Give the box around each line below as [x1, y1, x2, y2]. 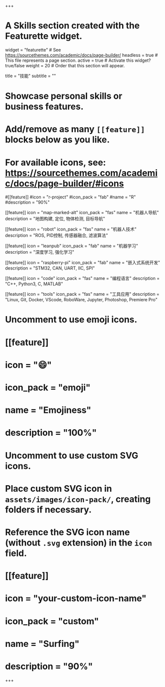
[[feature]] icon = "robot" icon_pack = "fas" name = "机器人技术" [5, 226, 137, 232]
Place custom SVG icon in [5, 483, 112, 494]
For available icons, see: [5, 157, 106, 168]
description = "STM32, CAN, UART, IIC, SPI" [5, 265, 95, 271]
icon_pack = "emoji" [5, 382, 91, 393]
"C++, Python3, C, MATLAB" [5, 281, 63, 287]
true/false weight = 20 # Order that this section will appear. [5, 62, 125, 68]
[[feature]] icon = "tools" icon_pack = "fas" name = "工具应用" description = [5, 291, 160, 297]
